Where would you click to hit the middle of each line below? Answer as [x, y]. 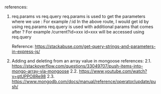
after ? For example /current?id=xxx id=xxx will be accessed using [78, 32]
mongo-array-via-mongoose [40, 71]
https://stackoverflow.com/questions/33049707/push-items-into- [77, 66]
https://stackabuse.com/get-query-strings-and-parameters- [95, 46]
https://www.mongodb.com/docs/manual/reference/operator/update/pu [84, 81]
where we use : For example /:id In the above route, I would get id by [80, 22]
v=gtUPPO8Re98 [29, 76]
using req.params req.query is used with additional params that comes [82, 27]
